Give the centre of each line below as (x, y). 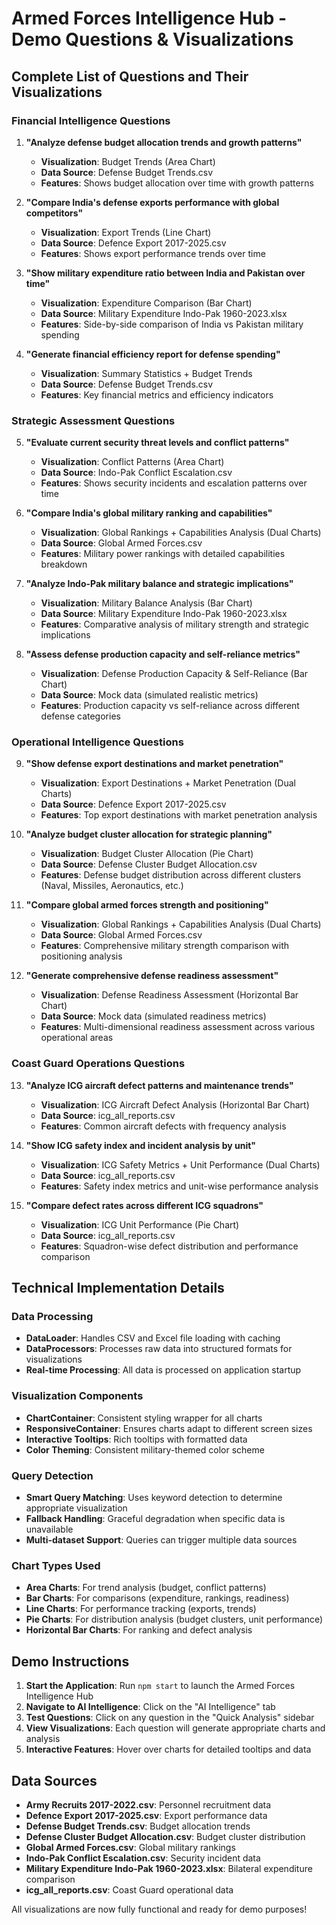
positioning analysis (81, 956)
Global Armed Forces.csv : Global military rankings (130, 1847)
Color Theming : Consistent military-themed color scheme (145, 1449)
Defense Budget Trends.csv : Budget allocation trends (138, 1826)
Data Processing (52, 1317)
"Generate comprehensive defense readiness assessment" (152, 976)
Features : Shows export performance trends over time (153, 253)
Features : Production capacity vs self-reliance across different (170, 706)
